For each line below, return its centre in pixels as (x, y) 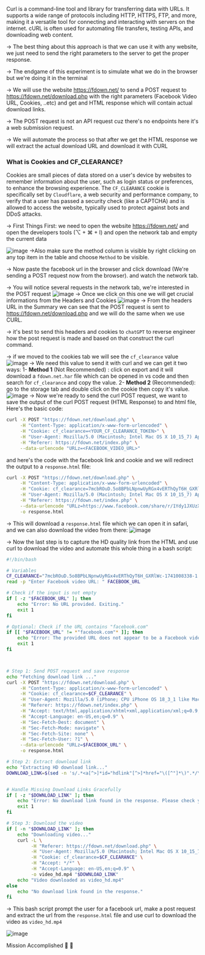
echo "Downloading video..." (54, 835)
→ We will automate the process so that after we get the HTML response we (102, 139)
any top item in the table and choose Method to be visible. (78, 257)
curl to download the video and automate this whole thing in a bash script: (99, 548)
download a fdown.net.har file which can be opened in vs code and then (98, 376)
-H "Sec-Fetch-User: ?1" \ (54, 739)
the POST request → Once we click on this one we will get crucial (100, 294)
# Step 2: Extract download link (49, 762)
